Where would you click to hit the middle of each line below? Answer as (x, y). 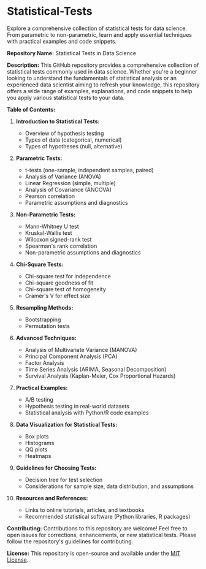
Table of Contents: (31, 109)
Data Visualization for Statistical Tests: (67, 424)
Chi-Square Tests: (40, 264)
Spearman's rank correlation (61, 246)
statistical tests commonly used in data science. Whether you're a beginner (102, 71)
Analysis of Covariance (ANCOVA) (68, 189)
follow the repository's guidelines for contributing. (70, 541)
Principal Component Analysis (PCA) (71, 356)
